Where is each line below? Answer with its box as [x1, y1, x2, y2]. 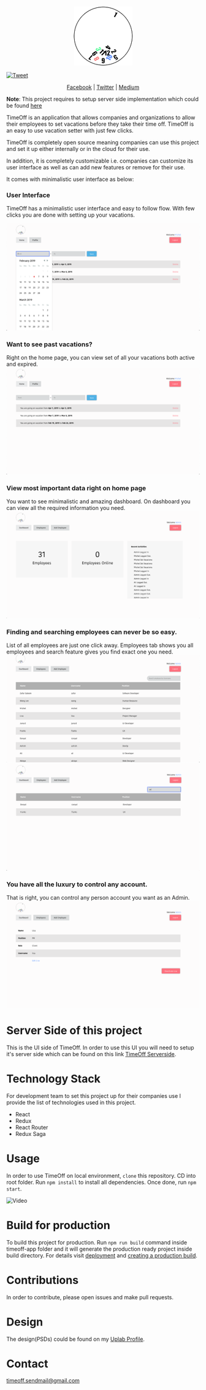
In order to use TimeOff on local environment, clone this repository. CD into [6, 1172, 196, 1179]
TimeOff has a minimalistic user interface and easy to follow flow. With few [6, 205, 195, 212]
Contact [6, 1357, 48, 1370]
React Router [15, 1124, 48, 1131]
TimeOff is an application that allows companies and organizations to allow [6, 114, 196, 121]
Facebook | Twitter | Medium [66, 83, 140, 91]
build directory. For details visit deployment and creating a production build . [6, 1251, 198, 1259]
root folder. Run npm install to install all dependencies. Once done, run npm [6, 1178, 197, 1186]
